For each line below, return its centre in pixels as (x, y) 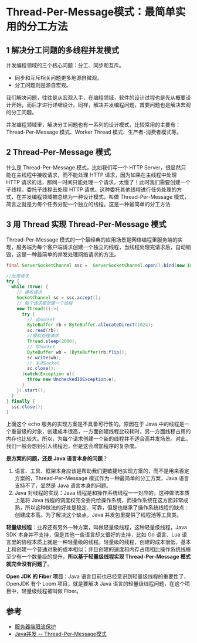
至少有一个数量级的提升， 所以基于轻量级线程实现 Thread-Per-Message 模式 (98, 557)
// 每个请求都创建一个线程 (45, 303)
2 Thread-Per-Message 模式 (59, 152)
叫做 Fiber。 (67, 591)
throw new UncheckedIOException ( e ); (72, 380)
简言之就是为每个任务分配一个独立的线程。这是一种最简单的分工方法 (88, 204)
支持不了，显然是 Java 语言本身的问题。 (63, 486)
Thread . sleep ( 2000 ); (52, 341)
